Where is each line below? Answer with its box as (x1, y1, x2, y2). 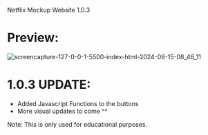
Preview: (7, 30, 59, 45)
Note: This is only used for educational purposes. (7, 120, 148, 128)
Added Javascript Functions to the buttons (17, 99, 139, 107)
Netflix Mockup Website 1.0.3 (7, 6, 91, 14)
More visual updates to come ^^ (17, 107, 108, 115)
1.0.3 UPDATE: (7, 77, 91, 92)
